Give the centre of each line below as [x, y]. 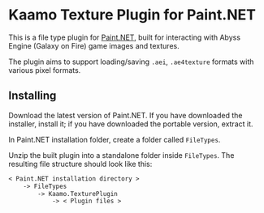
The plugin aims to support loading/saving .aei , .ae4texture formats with [131, 62]
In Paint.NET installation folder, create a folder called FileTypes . [115, 139]
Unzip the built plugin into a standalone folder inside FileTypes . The [121, 155]
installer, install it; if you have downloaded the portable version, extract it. [131, 124]
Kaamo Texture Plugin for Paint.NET [132, 15]
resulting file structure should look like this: [80, 164]
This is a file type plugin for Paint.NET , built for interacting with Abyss [125, 37]
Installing [32, 96]
